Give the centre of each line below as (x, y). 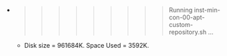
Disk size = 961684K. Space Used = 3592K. (87, 45)
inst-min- (207, 10)
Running (181, 10)
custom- (181, 25)
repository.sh (188, 32)
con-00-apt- (187, 17)
